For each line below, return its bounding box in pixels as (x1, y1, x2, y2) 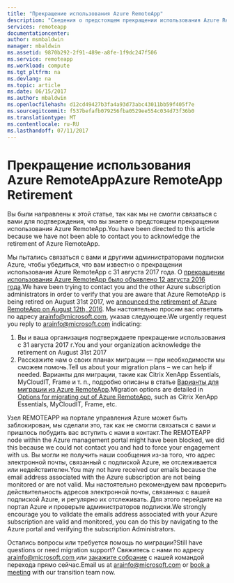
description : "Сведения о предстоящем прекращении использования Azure (7, 17, 219, 24)
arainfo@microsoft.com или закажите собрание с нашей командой (7, 553, 205, 562)
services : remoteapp (7, 23, 68, 30)
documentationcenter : (7, 29, 70, 37)
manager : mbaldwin (7, 43, 61, 50)
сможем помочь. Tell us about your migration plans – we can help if (17, 363, 212, 371)
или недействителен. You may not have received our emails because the (7, 466, 217, 474)
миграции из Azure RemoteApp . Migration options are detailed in (17, 385, 203, 394)
